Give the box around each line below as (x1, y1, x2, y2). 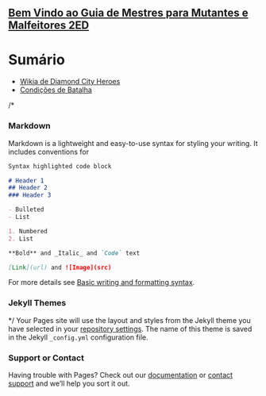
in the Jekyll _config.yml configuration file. (8, 333, 148, 342)
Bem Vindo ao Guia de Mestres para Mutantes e (8, 6, 249, 20)
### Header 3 (8, 191, 52, 199)
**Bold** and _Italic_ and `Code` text (8, 249, 141, 257)
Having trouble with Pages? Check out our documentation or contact (8, 370, 233, 379)
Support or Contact (8, 352, 85, 363)
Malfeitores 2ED (8, 19, 90, 33)
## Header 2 (8, 184, 48, 192)
